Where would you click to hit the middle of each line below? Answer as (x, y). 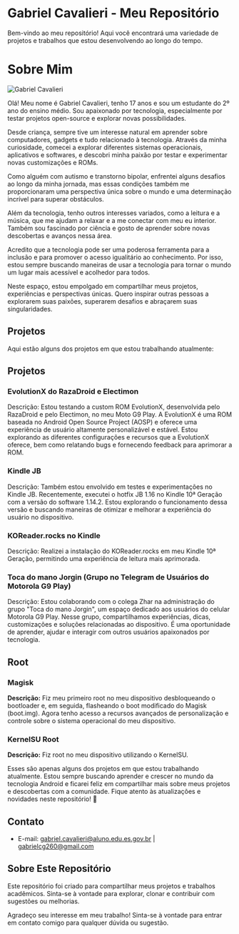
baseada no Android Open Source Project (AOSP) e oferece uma (102, 422)
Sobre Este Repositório (60, 869)
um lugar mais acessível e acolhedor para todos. (79, 272)
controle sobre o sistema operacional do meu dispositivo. (92, 720)
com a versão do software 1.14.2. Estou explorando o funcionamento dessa (117, 502)
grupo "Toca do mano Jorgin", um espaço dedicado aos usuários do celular (119, 610)
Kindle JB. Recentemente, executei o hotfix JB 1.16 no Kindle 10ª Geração (115, 494)
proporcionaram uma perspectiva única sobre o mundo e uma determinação (119, 192)
